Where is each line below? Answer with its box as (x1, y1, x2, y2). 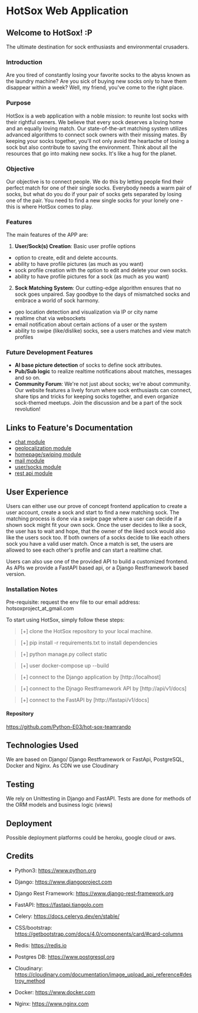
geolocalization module (14, 445, 72, 452)
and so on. (14, 374, 41, 382)
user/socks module (14, 464, 62, 471)
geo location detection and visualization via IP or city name (14, 308, 158, 315)
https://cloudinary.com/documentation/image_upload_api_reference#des (14, 970, 192, 978)
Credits (6, 851, 34, 861)
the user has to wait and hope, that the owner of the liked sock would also (6, 527, 186, 535)
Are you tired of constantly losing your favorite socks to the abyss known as (6, 71, 190, 79)
